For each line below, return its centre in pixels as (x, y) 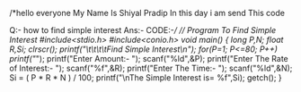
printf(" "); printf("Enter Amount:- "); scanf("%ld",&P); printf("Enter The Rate (149, 59)
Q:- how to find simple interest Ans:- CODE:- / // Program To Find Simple (143, 30)
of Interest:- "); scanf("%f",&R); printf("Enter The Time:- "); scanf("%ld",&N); (151, 68)
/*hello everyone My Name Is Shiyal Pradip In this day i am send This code (147, 13)
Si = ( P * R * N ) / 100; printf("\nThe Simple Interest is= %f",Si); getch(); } (146, 78)
